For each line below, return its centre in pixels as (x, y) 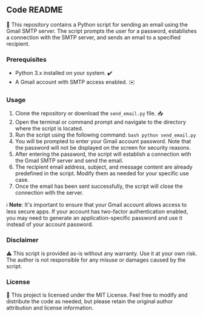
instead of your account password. (50, 224)
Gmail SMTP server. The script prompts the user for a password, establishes (101, 31)
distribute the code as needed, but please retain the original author (90, 301)
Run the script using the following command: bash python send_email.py (105, 135)
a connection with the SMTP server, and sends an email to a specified (93, 37)
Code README (35, 10)
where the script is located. (49, 129)
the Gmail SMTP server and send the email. (69, 161)
